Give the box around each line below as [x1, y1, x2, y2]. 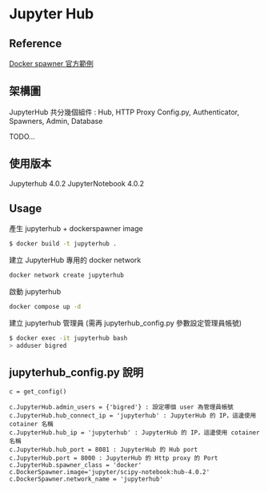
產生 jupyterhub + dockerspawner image [9, 224, 143, 234]
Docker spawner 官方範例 [9, 59, 94, 68]
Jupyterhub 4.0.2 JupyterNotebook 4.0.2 [9, 178, 145, 188]
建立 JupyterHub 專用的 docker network [9, 255, 142, 265]
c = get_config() [9, 387, 67, 396]
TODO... [9, 131, 35, 141]
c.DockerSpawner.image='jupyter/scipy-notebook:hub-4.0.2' [9, 468, 210, 476]
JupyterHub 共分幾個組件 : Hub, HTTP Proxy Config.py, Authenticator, [9, 107, 239, 117]
